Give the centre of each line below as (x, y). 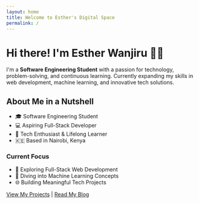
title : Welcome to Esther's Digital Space (60, 18)
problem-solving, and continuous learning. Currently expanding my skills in (100, 76)
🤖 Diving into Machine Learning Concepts (67, 176)
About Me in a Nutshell (50, 101)
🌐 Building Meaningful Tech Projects (61, 182)
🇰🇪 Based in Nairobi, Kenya (50, 141)
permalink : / (23, 23)
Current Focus (28, 156)
